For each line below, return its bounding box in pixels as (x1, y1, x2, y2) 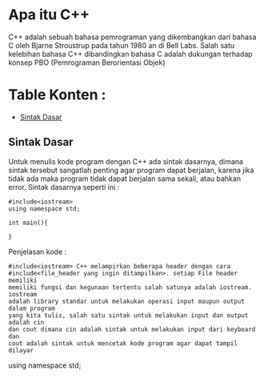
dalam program (8, 304, 56, 312)
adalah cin (8, 318, 45, 326)
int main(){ (8, 219, 48, 227)
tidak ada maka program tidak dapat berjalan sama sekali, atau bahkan (8, 174, 242, 183)
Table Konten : (8, 86, 106, 104)
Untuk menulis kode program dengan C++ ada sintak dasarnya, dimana (8, 156, 244, 166)
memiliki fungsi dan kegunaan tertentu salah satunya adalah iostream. (8, 283, 252, 292)
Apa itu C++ (8, 6, 90, 24)
